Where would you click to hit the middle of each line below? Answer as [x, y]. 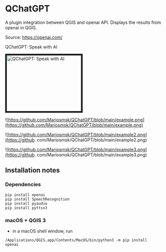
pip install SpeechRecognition [37, 199]
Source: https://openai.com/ [34, 37]
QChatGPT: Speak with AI [31, 47]
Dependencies [23, 185]
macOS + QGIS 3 [26, 220]
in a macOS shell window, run [42, 231]
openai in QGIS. [21, 27]
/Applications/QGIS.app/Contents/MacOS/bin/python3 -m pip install [76, 240]
